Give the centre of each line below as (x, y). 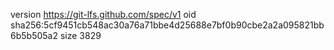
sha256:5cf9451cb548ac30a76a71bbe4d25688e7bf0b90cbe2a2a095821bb (167, 25)
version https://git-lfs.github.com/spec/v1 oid (103, 14)
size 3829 (80, 35)
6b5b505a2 (34, 35)
